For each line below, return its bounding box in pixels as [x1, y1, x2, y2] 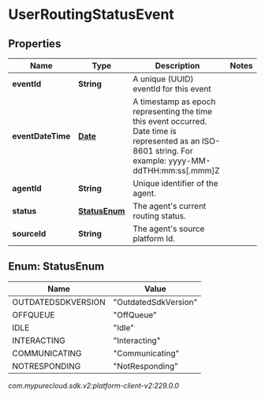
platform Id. [132, 233, 176, 244]
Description [155, 61, 200, 71]
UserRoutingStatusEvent [8, 6, 175, 24]
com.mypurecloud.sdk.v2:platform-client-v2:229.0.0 [8, 381, 180, 390]
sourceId [12, 229, 47, 239]
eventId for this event [132, 84, 211, 94]
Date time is [132, 126, 177, 136]
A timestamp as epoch [132, 96, 216, 107]
